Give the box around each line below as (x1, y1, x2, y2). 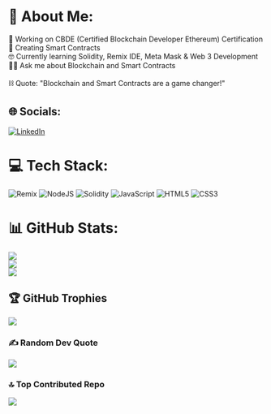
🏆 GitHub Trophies (8, 291, 108, 305)
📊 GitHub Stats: (8, 218, 119, 237)
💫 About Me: (8, 7, 94, 26)
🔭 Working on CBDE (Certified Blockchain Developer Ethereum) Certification (8, 34, 264, 44)
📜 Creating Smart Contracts (8, 42, 101, 52)
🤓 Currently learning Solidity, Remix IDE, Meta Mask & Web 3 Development (8, 51, 258, 61)
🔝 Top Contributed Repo (8, 378, 105, 390)
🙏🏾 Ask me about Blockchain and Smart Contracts (8, 60, 176, 70)
